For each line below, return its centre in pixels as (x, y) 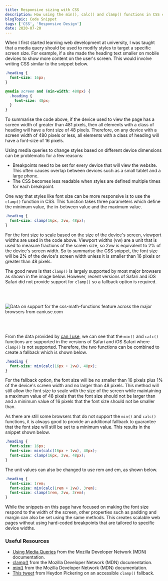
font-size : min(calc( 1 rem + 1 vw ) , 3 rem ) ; (53, 488)
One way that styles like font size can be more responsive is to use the (78, 196)
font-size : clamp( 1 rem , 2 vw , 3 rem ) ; (48, 493)
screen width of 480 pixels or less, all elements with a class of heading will (82, 135)
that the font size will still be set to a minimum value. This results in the (78, 427)
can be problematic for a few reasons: (44, 156)
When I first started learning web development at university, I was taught (80, 42)
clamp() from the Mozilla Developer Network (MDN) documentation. (82, 563)
